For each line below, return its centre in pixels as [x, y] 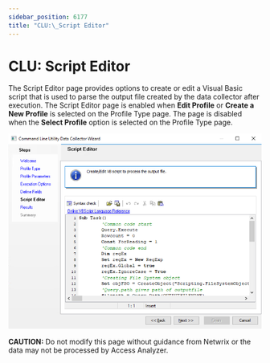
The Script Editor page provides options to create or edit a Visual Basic [126, 88]
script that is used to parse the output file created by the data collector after [134, 97]
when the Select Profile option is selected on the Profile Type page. [121, 122]
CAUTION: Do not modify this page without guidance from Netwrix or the [130, 341]
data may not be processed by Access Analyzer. [88, 350]
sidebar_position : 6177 [48, 17]
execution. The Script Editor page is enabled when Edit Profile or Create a [131, 105]
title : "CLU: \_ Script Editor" [59, 25]
